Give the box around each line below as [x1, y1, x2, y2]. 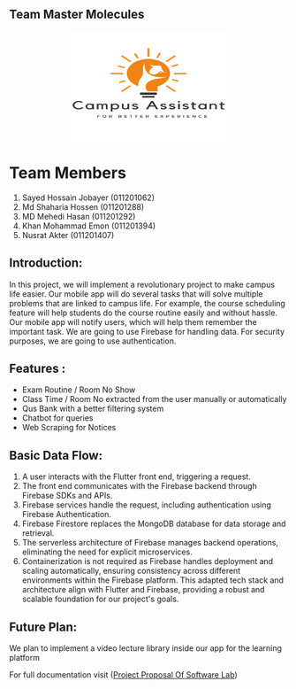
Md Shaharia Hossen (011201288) [21, 201, 145, 212]
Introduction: [9, 256, 83, 271]
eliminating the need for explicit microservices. [21, 546, 193, 557]
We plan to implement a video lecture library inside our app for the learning [9, 643, 283, 654]
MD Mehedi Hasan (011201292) [21, 211, 136, 221]
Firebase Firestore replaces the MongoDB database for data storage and [21, 518, 286, 530]
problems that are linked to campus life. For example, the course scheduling [9, 298, 285, 308]
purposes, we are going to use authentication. [9, 336, 177, 346]
